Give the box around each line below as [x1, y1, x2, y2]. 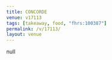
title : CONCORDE [6, 8, 47, 15]
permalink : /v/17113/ [6, 25, 61, 32]
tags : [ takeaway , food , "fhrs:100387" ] [6, 20, 107, 26]
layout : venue [6, 32, 42, 38]
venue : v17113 [6, 15, 42, 21]
